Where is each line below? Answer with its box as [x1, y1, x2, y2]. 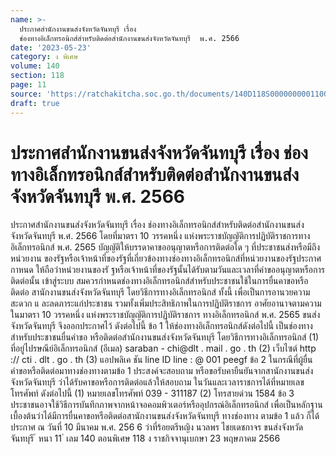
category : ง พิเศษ [10, 52, 79, 62]
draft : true [10, 98, 60, 108]
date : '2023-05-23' [10, 42, 92, 53]
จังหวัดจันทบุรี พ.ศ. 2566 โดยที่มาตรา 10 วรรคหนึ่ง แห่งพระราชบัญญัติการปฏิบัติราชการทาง [10, 230, 311, 242]
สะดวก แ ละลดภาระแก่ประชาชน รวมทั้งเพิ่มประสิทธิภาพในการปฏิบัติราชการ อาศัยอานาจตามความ [10, 297, 322, 310]
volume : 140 [10, 61, 60, 71]
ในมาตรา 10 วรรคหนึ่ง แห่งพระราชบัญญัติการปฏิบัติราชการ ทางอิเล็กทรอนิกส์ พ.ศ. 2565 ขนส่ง [10, 309, 321, 321]
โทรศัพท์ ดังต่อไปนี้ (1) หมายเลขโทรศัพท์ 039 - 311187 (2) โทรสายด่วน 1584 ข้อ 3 [10, 387, 295, 400]
